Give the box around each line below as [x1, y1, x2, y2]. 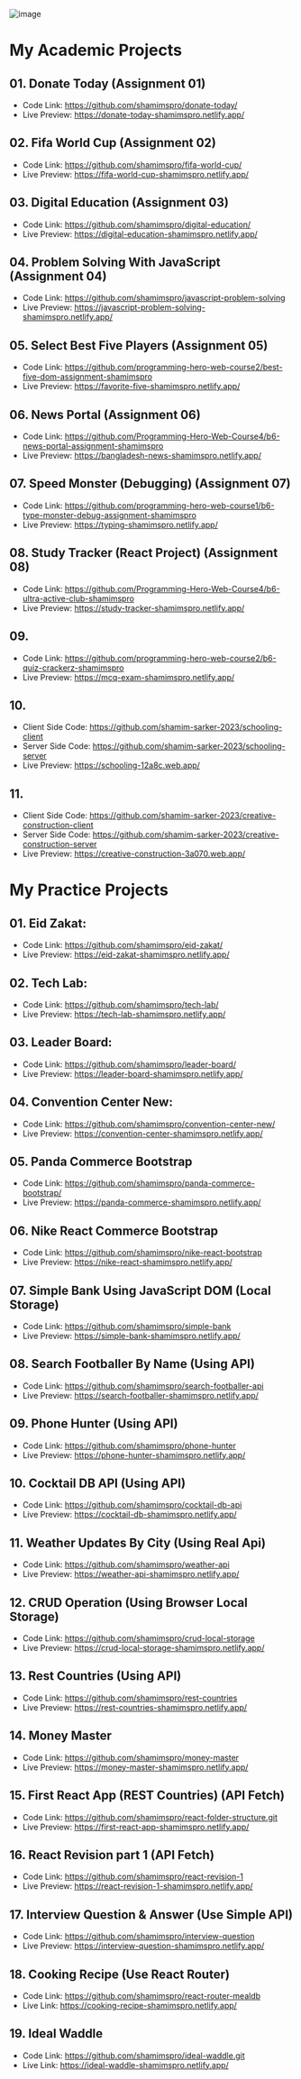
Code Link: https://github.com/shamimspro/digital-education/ [22, 219, 251, 230]
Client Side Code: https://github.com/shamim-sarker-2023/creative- [22, 810, 277, 821]
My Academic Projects [9, 41, 183, 60]
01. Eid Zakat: [9, 916, 87, 931]
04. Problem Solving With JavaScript [9, 255, 221, 270]
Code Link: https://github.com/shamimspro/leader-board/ [22, 1059, 237, 1070]
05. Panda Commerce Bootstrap [9, 1153, 193, 1169]
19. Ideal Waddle [9, 2026, 104, 2041]
